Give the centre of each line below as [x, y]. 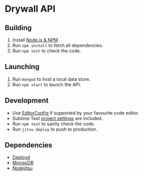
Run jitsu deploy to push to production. [55, 129]
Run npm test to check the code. [47, 51]
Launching [22, 67]
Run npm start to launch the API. [47, 84]
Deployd [21, 157]
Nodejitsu [22, 168]
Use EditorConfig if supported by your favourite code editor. [76, 113]
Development [27, 101]
